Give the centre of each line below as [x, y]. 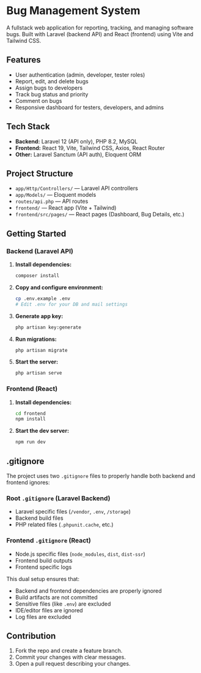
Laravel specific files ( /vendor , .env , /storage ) [73, 512]
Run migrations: [36, 339]
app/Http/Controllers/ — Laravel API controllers [77, 188]
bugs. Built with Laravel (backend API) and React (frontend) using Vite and [100, 34]
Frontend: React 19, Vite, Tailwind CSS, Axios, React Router [90, 148]
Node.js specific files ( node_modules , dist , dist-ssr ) [80, 554]
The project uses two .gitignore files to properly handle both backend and [101, 476]
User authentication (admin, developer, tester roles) [80, 75]
